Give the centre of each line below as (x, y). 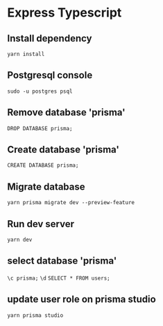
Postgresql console (50, 75)
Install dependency (50, 38)
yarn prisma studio (35, 315)
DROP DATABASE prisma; (40, 128)
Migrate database (46, 187)
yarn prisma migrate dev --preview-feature (71, 203)
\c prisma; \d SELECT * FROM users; (59, 278)
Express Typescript (65, 13)
